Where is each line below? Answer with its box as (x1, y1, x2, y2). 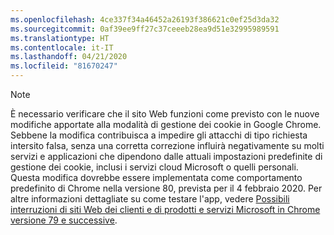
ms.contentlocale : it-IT (10, 42, 114, 53)
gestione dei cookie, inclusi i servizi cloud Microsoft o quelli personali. (10, 161, 299, 173)
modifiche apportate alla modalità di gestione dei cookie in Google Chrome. (10, 119, 322, 130)
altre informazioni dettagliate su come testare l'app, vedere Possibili (10, 193, 290, 205)
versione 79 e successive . (10, 214, 118, 226)
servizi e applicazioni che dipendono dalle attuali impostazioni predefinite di (10, 151, 323, 162)
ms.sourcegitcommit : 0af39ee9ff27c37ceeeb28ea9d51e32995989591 (10, 24, 280, 34)
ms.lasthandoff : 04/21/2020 (10, 52, 128, 62)
